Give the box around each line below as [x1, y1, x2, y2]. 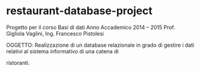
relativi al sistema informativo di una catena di [6, 47, 119, 54]
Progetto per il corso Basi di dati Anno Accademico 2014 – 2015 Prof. [6, 24, 176, 31]
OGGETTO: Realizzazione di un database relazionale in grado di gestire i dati [6, 41, 195, 49]
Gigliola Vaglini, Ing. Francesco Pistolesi [6, 30, 104, 37]
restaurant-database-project [6, 4, 153, 18]
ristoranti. [6, 59, 30, 66]
